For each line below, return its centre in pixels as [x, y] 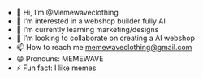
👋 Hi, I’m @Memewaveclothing [67, 12]
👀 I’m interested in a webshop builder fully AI [91, 21]
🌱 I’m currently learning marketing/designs [87, 29]
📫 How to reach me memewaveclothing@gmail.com [104, 47]
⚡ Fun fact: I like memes [56, 68]
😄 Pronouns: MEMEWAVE [60, 59]
